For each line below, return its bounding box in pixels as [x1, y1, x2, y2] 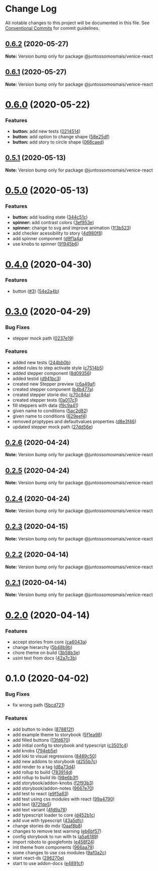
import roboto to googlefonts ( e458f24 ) [12, 839, 95, 845]
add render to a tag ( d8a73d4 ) [12, 764, 75, 770]
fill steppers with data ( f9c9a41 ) [12, 402, 79, 408]
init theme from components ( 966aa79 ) [12, 844, 95, 850]
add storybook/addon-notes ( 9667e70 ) [12, 785, 94, 791]
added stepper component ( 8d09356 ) [12, 370, 92, 376]
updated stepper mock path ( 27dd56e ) [12, 423, 93, 429]
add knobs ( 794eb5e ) [12, 747, 58, 753]
